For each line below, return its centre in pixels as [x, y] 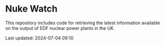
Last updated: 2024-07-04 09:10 [40, 38]
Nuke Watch [32, 9]
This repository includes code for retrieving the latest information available [83, 23]
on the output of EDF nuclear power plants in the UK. [60, 28]
